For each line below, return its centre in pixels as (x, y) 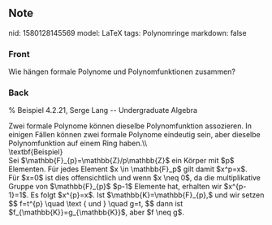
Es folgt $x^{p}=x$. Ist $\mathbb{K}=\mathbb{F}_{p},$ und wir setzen (147, 195)
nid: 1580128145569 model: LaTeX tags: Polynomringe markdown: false (127, 32)
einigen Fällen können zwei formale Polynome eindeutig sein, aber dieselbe (135, 135)
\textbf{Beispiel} (36, 152)
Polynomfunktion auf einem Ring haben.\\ (78, 143)
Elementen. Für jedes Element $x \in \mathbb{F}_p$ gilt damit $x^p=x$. (128, 169)
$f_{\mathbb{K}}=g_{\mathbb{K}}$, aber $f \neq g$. (96, 212)
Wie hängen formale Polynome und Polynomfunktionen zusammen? (122, 71)
